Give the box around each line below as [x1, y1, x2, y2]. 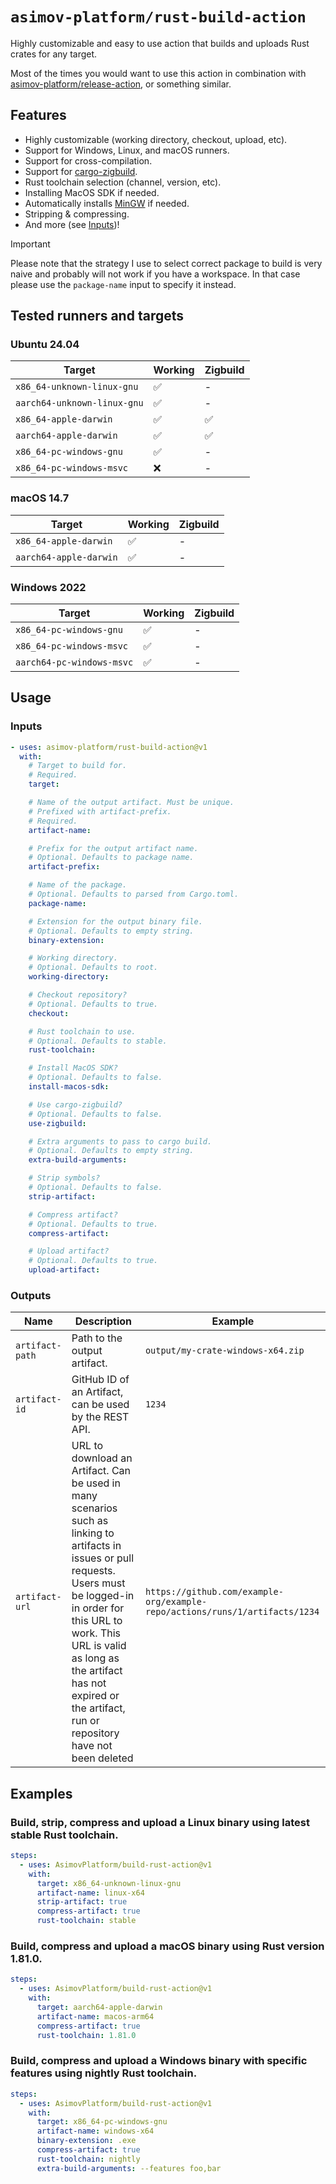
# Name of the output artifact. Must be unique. [28, 798, 235, 808]
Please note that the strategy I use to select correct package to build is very [10, 257, 323, 269]
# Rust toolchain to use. [28, 1026, 137, 1037]
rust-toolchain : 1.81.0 [36, 2030, 137, 2040]
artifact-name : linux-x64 [36, 1888, 145, 1898]
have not [71, 1739, 113, 1753]
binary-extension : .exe [36, 2136, 137, 2146]
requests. [71, 1564, 116, 1578]
